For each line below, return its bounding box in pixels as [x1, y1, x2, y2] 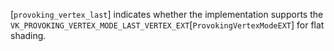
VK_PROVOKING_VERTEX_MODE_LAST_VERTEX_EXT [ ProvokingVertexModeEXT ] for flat [10, 19, 325, 31]
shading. [10, 30, 47, 41]
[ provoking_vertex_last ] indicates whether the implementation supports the [10, 9, 324, 20]
